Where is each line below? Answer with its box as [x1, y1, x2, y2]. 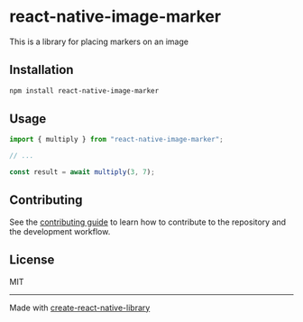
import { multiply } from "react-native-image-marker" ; [9, 135, 224, 144]
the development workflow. [9, 225, 111, 236]
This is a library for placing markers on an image [9, 36, 189, 47]
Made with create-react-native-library [9, 302, 151, 313]
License [9, 253, 55, 268]
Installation [9, 62, 74, 78]
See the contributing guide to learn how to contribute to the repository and [9, 216, 287, 227]
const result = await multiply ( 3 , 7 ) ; [9, 168, 155, 177]
